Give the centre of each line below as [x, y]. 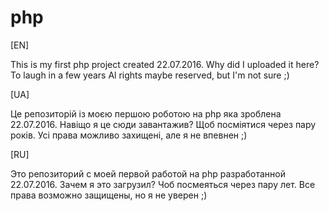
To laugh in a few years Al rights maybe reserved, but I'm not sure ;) [150, 75]
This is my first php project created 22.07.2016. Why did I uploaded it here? [165, 64]
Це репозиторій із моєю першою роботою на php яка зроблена [146, 113]
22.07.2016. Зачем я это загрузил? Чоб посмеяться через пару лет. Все [163, 184]
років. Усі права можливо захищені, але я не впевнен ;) [129, 135]
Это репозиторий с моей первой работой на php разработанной [148, 173]
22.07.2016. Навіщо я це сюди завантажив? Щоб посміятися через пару [163, 124]
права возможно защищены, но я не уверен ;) [109, 195]
